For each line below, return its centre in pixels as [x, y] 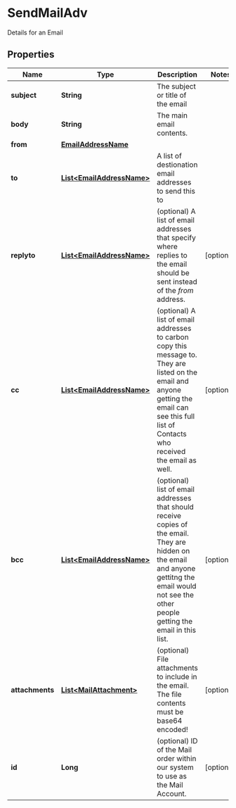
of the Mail [174, 750]
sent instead [177, 282]
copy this [172, 346]
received [171, 451]
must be [170, 712]
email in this [177, 630]
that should [176, 507]
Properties [31, 55]
